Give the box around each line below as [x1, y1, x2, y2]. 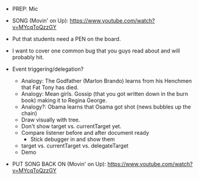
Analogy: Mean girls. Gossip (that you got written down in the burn [21, 90, 189, 97]
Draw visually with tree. [21, 116, 80, 123]
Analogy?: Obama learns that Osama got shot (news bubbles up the [21, 103, 191, 110]
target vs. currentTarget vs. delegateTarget [21, 142, 129, 149]
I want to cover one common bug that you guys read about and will [12, 47, 181, 54]
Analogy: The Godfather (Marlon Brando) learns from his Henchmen [21, 77, 192, 84]
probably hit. [12, 54, 44, 60]
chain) [21, 110, 38, 117]
